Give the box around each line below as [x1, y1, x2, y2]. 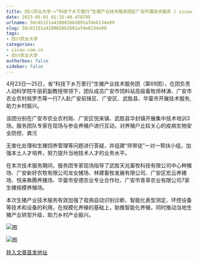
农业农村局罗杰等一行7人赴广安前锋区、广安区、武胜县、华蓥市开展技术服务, [6, 95, 192, 102]
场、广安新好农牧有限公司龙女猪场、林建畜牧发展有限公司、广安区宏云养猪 [6, 169, 187, 177]
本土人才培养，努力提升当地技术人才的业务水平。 [11, 150, 130, 157]
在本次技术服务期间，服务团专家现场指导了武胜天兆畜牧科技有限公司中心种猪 [6, 162, 192, 169]
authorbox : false [6, 58, 49, 64]
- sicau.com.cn [6, 47, 44, 53]
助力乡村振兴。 [6, 103, 42, 110]
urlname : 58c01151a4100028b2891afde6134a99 [6, 19, 115, 25]
